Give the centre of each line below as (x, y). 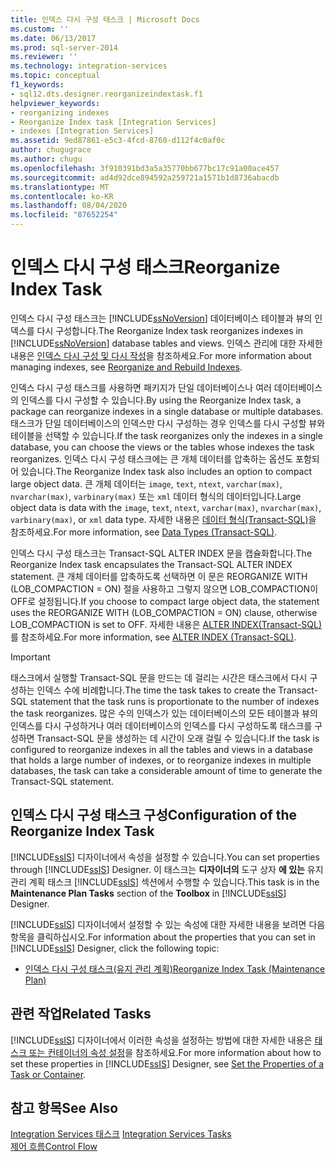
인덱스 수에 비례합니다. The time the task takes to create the (156, 690)
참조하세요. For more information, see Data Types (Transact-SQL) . (144, 532)
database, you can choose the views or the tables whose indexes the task (162, 447)
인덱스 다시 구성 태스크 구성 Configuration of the (154, 815)
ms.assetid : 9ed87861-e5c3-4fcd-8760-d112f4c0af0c (118, 141)
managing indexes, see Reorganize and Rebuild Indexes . (126, 367)
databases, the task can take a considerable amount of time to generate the (166, 770)
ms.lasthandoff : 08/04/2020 (69, 206)
